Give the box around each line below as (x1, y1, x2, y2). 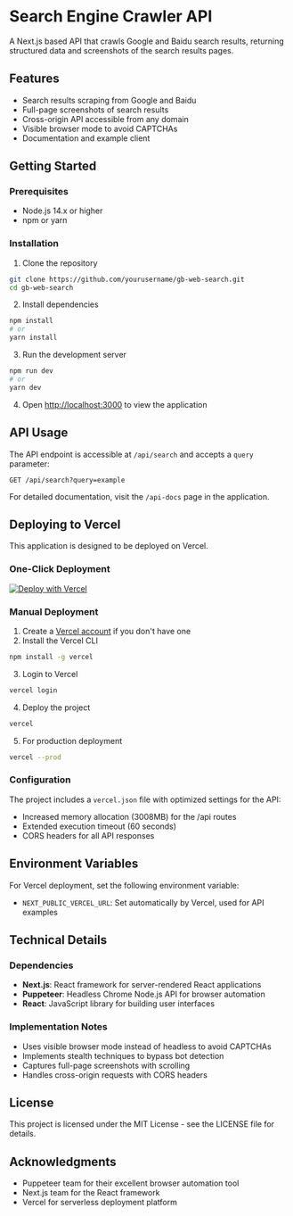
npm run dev (9, 367, 53, 376)
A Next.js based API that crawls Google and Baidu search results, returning (9, 36, 285, 46)
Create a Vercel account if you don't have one (21, 625, 191, 636)
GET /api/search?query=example (9, 476, 126, 484)
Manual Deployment (9, 605, 99, 617)
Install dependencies (21, 299, 100, 310)
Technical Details (9, 932, 108, 947)
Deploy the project (21, 702, 91, 713)
